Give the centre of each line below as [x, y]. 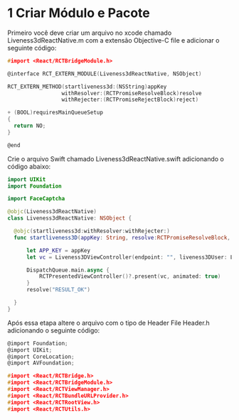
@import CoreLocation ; [41, 357]
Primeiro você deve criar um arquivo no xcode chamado [90, 33]
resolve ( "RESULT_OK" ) [58, 290]
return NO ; [30, 126]
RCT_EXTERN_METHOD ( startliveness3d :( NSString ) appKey [87, 87]
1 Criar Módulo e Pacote [79, 13]
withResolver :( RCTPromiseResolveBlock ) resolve [132, 93]
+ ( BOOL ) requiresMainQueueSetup [55, 113]
